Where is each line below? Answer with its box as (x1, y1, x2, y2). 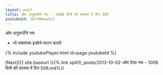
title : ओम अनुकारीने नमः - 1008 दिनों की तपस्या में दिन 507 (5, 12, 109, 17)
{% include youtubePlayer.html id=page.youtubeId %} (5, 50, 117, 56)
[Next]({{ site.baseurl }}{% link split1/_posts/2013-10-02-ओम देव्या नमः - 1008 (5, 60, 158, 66)
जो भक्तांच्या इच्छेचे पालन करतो (12, 40, 62, 46)
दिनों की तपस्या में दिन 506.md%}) (5, 65, 64, 71)
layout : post (5, 7, 33, 12)
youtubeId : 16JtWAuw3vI (5, 16, 55, 21)
